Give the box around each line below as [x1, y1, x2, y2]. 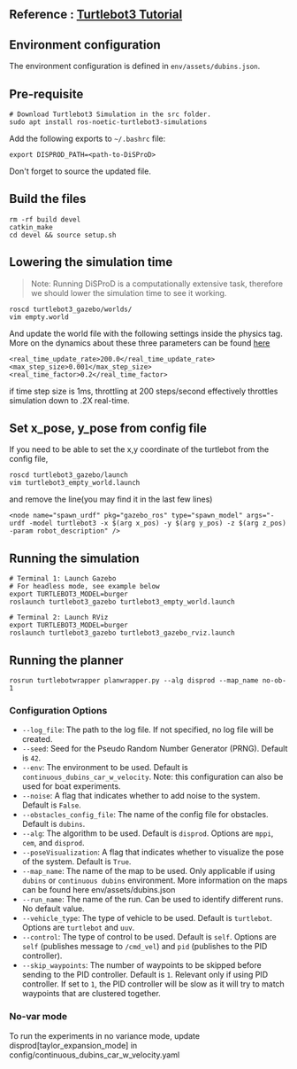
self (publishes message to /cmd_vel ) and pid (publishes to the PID [21, 941, 268, 952]
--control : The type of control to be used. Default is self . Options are [21, 932, 277, 942]
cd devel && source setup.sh [9, 230, 117, 239]
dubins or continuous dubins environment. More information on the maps [21, 875, 288, 886]
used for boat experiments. [21, 781, 121, 792]
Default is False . [21, 800, 81, 810]
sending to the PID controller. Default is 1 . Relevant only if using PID [21, 970, 268, 980]
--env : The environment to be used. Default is [21, 762, 188, 773]
